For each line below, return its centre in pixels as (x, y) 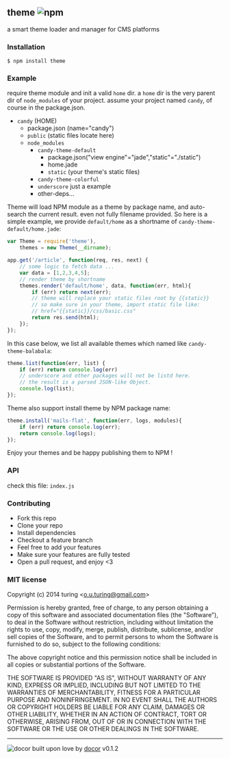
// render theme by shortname (63, 279)
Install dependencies (47, 533)
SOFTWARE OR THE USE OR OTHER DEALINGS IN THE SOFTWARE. (103, 729)
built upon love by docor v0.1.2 (75, 749)
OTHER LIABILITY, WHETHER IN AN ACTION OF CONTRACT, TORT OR (107, 714)
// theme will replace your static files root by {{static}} (121, 299)
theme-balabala (29, 351)
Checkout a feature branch (55, 540)
